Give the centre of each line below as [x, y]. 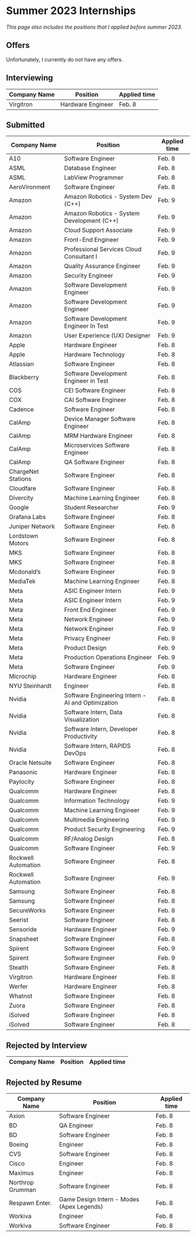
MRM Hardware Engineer [98, 436]
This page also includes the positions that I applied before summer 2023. [94, 27]
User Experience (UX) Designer [107, 336]
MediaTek [22, 582]
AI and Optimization [91, 703]
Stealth [19, 968]
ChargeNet [24, 472]
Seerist [19, 920]
